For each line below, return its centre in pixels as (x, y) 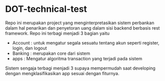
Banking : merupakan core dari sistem (51, 53)
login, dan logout (30, 48)
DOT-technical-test (46, 9)
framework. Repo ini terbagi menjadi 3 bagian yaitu (57, 33)
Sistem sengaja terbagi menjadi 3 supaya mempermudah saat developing (80, 68)
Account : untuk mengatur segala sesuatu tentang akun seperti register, (86, 42)
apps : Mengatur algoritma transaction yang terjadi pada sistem (77, 58)
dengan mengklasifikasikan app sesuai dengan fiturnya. (62, 73)
